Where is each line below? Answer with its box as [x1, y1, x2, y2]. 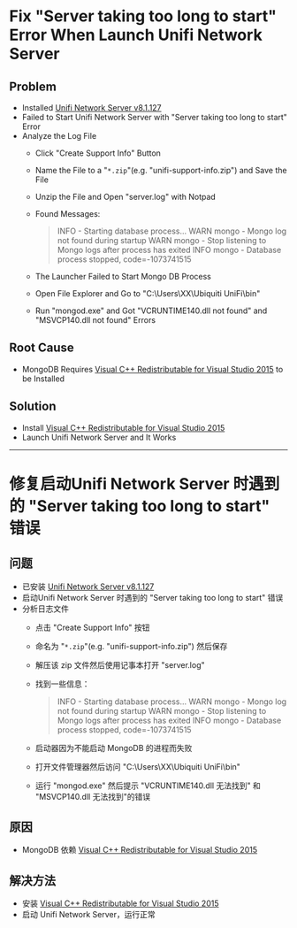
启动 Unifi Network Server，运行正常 [21, 909, 156, 920]
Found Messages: [34, 209, 101, 219]
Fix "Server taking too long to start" [9, 6, 277, 27]
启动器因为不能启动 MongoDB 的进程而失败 [34, 742, 193, 753]
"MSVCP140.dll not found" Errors [34, 315, 156, 325]
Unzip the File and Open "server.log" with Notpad [34, 192, 217, 202]
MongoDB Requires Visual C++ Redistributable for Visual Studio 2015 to [21, 364, 284, 374]
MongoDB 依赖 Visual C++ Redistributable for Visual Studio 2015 [21, 845, 258, 855]
